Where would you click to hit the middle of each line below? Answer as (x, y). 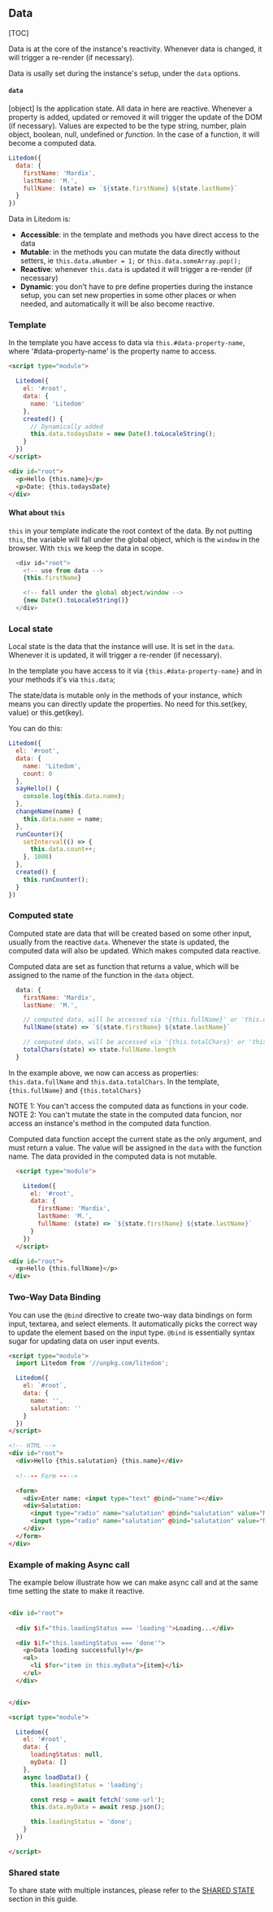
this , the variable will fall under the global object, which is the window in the (134, 539)
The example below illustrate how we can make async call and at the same (133, 1582)
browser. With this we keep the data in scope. (86, 548)
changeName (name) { (49, 812)
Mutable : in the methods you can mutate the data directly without (130, 252)
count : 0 (38, 774)
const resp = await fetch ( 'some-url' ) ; (97, 1800)
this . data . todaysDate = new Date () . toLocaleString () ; (123, 434)
